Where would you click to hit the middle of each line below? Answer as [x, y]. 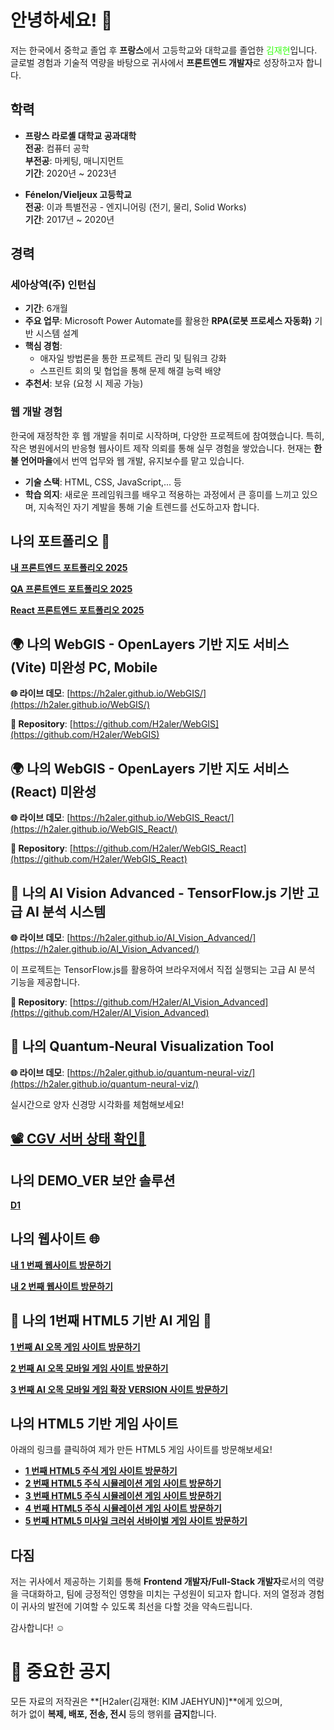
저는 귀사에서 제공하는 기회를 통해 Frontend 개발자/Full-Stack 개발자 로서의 [158, 1582]
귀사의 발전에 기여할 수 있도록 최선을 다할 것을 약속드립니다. [136, 1607]
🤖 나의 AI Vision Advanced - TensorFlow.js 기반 [157, 892]
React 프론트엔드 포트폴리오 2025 [77, 610]
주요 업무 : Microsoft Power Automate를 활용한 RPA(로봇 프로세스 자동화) [168, 321]
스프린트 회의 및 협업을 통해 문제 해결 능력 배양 [130, 371]
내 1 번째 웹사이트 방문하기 [61, 1265]
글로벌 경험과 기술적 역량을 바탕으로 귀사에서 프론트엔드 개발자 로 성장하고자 [157, 62]
